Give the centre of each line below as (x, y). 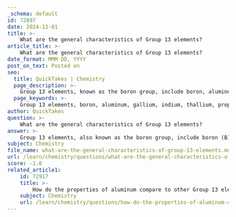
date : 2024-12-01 (33, 27)
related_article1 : (34, 170)
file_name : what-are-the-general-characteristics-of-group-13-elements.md (119, 150)
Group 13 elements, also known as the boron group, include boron (119, 137)
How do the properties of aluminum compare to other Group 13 (125, 190)
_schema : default (33, 14)
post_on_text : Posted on (44, 66)
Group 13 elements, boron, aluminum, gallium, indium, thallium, (118, 105)
